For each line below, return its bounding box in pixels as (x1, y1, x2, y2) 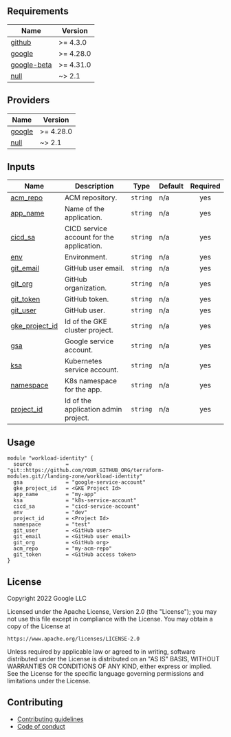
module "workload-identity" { (7, 455, 94, 462)
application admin (64, 405, 122, 414)
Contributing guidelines (16, 715, 84, 723)
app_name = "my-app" (13, 491, 97, 498)
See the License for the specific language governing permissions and (7, 670, 204, 678)
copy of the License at (7, 622, 71, 630)
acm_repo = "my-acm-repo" (13, 545, 112, 553)
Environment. (64, 253, 108, 262)
